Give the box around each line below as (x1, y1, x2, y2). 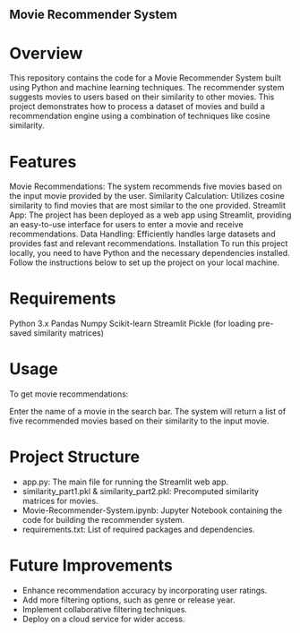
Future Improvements (9, 555, 173, 576)
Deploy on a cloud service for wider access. (21, 613, 185, 625)
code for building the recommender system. (21, 515, 185, 526)
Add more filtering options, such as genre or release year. (21, 595, 236, 605)
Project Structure (9, 447, 141, 467)
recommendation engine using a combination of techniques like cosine (9, 111, 270, 122)
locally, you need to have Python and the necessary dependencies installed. (9, 248, 290, 259)
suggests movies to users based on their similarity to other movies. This (9, 91, 275, 102)
